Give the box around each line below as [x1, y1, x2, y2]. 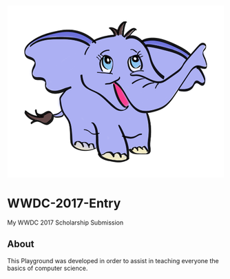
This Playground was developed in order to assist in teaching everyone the [7, 256, 219, 265]
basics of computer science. [7, 264, 88, 272]
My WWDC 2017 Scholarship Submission [7, 218, 124, 227]
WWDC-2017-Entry [7, 196, 121, 211]
